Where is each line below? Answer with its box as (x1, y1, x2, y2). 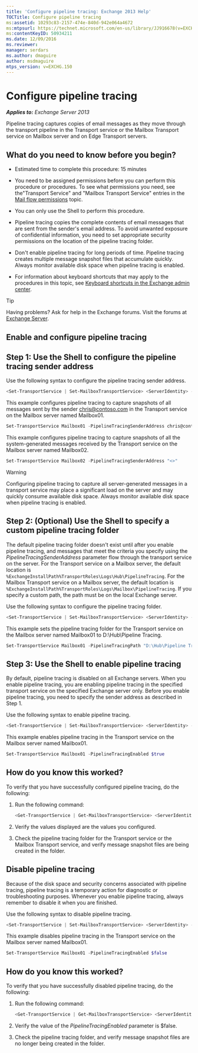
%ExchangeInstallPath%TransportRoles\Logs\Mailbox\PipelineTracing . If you (6, 585, 192, 592)
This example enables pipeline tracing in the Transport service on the (6, 734, 174, 741)
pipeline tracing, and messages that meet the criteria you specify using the (6, 547, 188, 554)
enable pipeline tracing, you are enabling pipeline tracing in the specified (6, 681, 183, 688)
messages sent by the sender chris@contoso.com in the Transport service (6, 406, 187, 413)
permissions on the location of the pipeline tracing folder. (14, 238, 154, 245)
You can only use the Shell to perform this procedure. (14, 208, 145, 215)
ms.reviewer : (6, 42, 38, 48)
